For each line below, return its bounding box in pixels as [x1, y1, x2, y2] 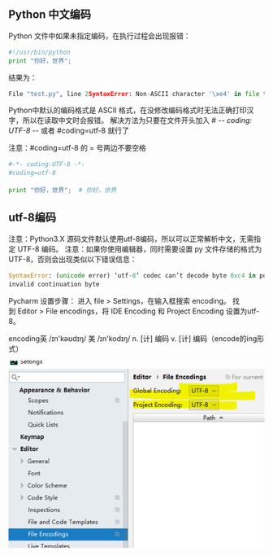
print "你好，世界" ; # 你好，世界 [8, 186, 117, 195]
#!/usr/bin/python [8, 48, 71, 56]
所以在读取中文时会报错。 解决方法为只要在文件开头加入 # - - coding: [22, 116, 252, 125]
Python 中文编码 [8, 7, 92, 22]
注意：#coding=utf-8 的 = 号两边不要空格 [8, 143, 146, 153]
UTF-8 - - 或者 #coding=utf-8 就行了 [8, 125, 130, 136]
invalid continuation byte [8, 280, 100, 288]
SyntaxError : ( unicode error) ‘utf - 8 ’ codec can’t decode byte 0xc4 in [8, 271, 256, 279]
